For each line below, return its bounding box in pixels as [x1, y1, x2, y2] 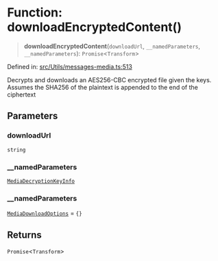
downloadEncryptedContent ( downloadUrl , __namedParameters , [23, 42, 201, 50]
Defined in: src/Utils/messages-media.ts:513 [7, 62, 132, 71]
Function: [7, 5, 63, 21]
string [7, 146, 26, 153]
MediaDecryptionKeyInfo [7, 177, 75, 184]
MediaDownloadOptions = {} [7, 209, 82, 217]
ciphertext [7, 90, 36, 99]
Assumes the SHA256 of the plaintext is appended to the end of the [7, 83, 199, 91]
